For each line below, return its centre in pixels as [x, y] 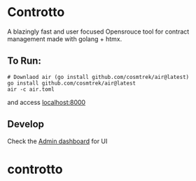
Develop [26, 124]
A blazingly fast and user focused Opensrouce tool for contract [98, 31]
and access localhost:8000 [47, 102]
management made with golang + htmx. [65, 38]
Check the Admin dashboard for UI [57, 141]
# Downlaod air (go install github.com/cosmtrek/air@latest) [98, 77]
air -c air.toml [31, 89]
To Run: [24, 61]
